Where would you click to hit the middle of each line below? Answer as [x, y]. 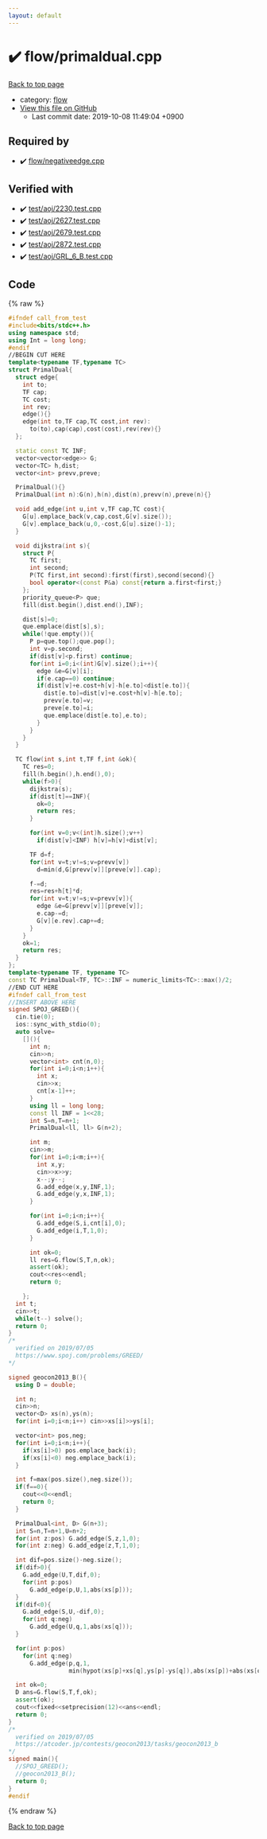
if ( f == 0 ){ [31, 1487]
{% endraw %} [33, 1811]
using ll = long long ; [67, 1106]
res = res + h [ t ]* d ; [56, 891]
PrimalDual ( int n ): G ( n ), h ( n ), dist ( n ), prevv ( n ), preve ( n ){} [114, 495]
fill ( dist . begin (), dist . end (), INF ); [83, 605]
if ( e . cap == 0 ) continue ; [76, 678]
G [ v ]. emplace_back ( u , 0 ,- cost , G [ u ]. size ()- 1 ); [99, 524]
